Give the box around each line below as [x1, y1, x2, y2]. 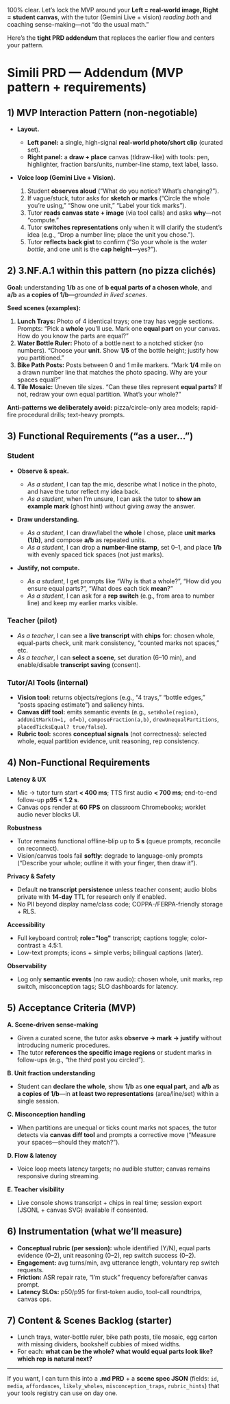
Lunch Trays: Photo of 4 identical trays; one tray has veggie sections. [16, 317, 214, 325]
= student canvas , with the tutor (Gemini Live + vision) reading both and [7, 13, 212, 21]
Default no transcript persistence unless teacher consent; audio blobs [16, 885, 218, 893]
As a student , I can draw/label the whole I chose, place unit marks [27, 528, 216, 537]
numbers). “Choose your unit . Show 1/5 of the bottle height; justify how [16, 346, 219, 354]
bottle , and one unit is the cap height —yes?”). [27, 245, 157, 253]
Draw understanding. [16, 515, 79, 524]
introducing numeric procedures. [16, 1041, 110, 1049]
